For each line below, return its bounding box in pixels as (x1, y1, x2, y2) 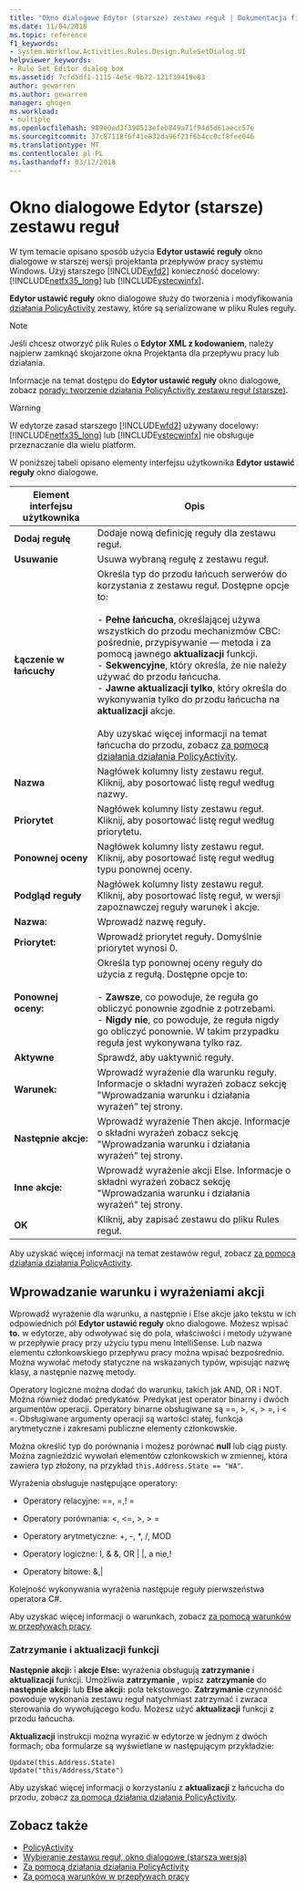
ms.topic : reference (9, 30, 88, 39)
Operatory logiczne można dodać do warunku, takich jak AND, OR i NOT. (9, 1384, 282, 1396)
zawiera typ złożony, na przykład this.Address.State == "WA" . (9, 1460, 244, 1471)
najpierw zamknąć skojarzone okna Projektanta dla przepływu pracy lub (9, 348, 280, 358)
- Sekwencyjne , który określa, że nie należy (97, 659, 287, 671)
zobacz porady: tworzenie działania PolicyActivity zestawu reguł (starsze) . (9, 385, 289, 396)
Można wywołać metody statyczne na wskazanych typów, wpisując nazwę (9, 1356, 290, 1368)
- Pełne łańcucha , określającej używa (97, 613, 261, 626)
